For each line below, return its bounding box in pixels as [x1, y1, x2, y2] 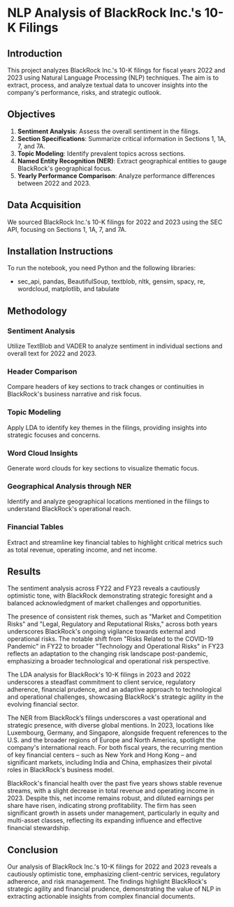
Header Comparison [7, 367, 78, 376]
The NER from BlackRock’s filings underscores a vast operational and [7, 714, 207, 722]
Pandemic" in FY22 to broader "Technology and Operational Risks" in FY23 [7, 642, 224, 651]
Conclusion [7, 843, 59, 856]
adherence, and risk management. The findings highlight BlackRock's [7, 878, 207, 886]
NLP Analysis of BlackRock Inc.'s [7, 5, 202, 21]
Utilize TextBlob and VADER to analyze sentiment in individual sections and [7, 342, 223, 351]
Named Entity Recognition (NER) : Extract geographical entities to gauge [17, 156, 227, 165]
